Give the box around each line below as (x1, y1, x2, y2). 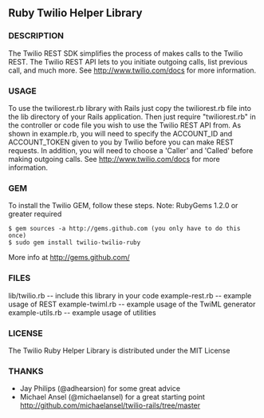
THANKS (8, 365, 44, 377)
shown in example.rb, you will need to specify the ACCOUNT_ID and (8, 128, 233, 138)
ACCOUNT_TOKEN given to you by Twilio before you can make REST (8, 137, 234, 147)
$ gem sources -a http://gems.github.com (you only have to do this (8, 225, 241, 233)
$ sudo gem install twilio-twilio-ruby (8, 239, 141, 246)
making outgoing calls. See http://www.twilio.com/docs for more (8, 154, 221, 164)
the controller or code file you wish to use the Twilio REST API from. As (8, 120, 242, 130)
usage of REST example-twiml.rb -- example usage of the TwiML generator (8, 299, 256, 309)
